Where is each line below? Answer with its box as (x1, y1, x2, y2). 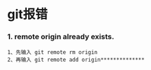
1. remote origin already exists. (7, 32, 114, 42)
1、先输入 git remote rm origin (7, 49, 98, 56)
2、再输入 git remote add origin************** (7, 57, 145, 64)
